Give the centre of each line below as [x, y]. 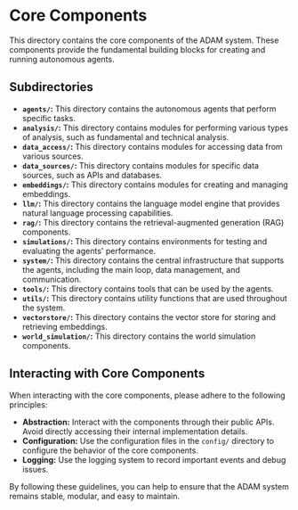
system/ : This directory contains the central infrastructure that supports [153, 260]
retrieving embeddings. [65, 326]
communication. [52, 279]
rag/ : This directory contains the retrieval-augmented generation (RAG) [153, 222]
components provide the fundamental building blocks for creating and [137, 49]
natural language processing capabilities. [97, 213]
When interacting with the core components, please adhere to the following [148, 395]
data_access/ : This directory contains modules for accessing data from [152, 146]
